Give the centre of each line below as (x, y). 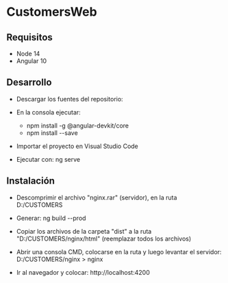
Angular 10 (31, 61)
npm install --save (52, 133)
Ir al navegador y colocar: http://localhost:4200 (83, 272)
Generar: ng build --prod (51, 218)
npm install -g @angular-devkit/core (78, 125)
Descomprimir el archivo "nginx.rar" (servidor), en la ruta (97, 197)
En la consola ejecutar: (49, 112)
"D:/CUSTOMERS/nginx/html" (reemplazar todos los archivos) (104, 238)
